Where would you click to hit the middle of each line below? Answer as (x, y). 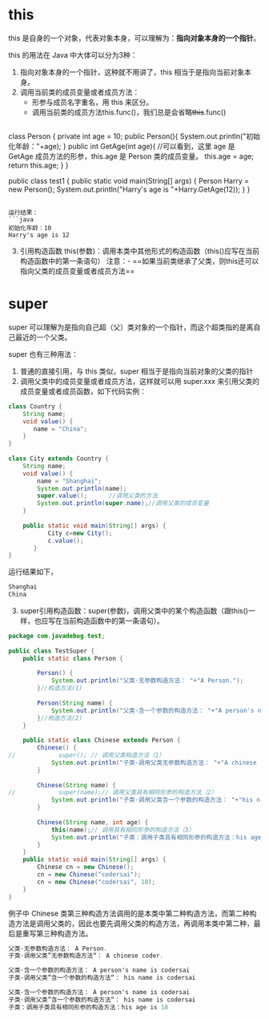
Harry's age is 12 (39, 235)
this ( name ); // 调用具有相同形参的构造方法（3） (122, 830)
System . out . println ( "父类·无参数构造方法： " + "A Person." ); (147, 681)
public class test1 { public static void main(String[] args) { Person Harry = (129, 180)
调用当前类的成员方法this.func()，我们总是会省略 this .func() (129, 112)
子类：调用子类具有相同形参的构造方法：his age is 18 (88, 1007)
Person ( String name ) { (75, 703)
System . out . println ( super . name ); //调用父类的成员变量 (123, 503)
